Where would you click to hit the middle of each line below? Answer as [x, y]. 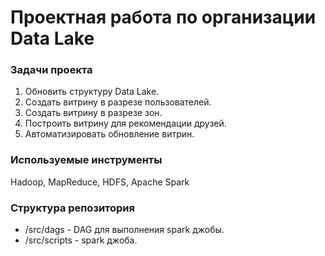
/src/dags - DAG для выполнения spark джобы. [124, 230]
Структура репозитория [72, 208]
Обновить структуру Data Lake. [92, 92]
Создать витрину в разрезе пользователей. [118, 102]
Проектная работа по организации [163, 17]
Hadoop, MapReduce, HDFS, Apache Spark [100, 182]
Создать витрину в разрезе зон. [93, 113]
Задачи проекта [51, 70]
